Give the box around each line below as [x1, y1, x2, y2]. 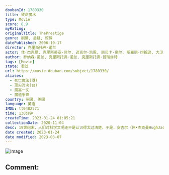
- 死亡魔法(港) [10, 78, 38, 83]
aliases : [5, 73, 24, 78]
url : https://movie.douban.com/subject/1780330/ [5, 69, 109, 74]
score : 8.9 [5, 21, 28, 27]
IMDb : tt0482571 [5, 106, 39, 111]
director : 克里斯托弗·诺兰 [5, 45, 57, 50]
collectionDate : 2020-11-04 [5, 120, 64, 125]
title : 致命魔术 [5, 12, 36, 17]
